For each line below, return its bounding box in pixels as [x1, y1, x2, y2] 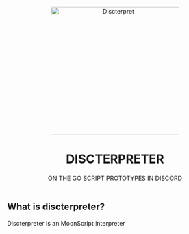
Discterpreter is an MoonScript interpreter [7, 219, 125, 227]
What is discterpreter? [7, 201, 105, 213]
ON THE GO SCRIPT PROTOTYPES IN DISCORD [47, 174, 183, 182]
